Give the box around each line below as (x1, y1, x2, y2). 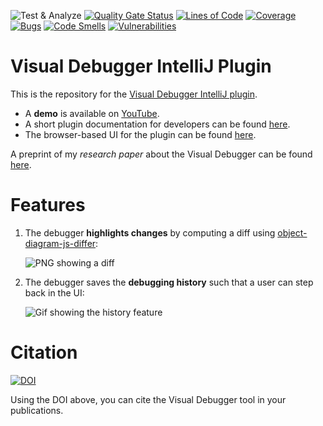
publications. (10, 404, 64, 416)
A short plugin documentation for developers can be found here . (24, 118, 291, 130)
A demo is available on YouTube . (24, 107, 160, 119)
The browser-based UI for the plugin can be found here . (24, 128, 257, 140)
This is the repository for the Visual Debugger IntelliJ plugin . (10, 88, 258, 100)
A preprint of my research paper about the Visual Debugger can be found (10, 148, 313, 160)
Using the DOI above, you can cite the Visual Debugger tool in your (10, 393, 287, 405)
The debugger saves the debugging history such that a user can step (24, 276, 314, 288)
